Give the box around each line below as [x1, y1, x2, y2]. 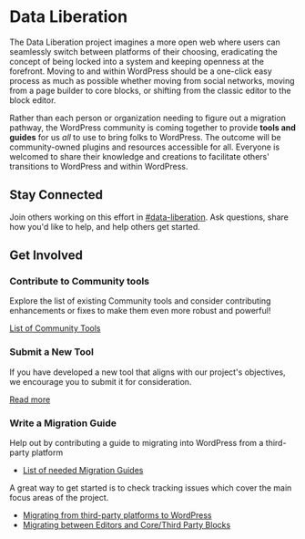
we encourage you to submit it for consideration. [9, 376, 192, 387]
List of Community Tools [9, 323, 101, 334]
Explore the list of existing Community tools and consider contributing [9, 295, 271, 306]
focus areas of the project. [9, 492, 109, 503]
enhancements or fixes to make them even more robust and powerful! [9, 306, 271, 316]
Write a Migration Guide [9, 417, 117, 430]
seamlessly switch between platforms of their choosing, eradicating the [9, 46, 278, 57]
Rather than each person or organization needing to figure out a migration [9, 112, 287, 123]
